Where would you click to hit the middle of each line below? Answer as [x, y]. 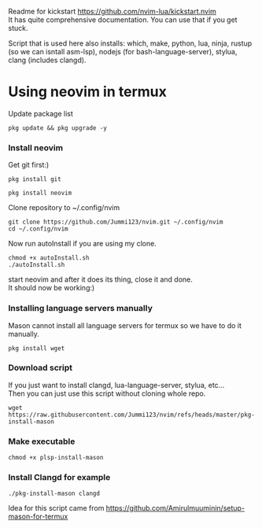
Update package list [41, 113]
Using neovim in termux [87, 92]
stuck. [18, 28]
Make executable [42, 441]
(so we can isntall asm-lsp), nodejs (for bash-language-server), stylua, [123, 52]
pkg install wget [37, 348]
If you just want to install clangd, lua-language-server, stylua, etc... [116, 385]
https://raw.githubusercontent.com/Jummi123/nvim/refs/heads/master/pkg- [132, 415]
